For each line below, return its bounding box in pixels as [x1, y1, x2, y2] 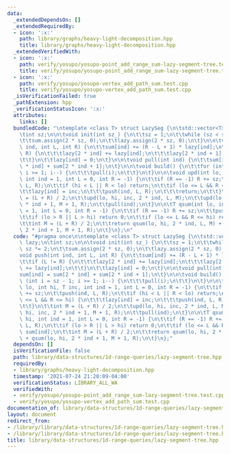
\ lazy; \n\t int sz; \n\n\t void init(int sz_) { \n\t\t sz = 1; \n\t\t [19, 239, 213, 247]
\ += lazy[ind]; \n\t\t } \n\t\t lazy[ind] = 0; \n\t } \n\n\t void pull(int [19, 264, 222, 271]
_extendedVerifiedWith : [13, 49, 81, 55]
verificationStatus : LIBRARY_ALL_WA [13, 379, 118, 386]
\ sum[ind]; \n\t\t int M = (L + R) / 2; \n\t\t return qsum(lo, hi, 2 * [19, 328, 222, 336]
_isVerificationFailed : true [13, 93, 97, 100]
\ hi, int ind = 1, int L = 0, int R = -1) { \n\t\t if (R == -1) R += [19, 316, 222, 323]
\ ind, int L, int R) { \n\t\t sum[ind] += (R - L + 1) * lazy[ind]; [19, 144, 216, 151]
